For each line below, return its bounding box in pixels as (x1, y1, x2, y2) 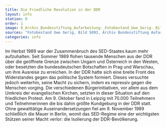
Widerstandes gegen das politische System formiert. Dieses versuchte (5, 74, 149, 80)
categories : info (5, 35, 41, 40)
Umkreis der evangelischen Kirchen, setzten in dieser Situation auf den (5, 90, 150, 96)
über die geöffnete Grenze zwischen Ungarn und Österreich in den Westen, (5, 59, 159, 64)
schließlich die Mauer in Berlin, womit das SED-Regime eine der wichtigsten (5, 111, 160, 117)
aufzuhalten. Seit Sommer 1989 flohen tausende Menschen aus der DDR (5, 53, 153, 59)
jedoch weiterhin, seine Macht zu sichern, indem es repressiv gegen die (5, 79, 152, 85)
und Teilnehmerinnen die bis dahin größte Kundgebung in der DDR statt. (5, 100, 152, 106)
